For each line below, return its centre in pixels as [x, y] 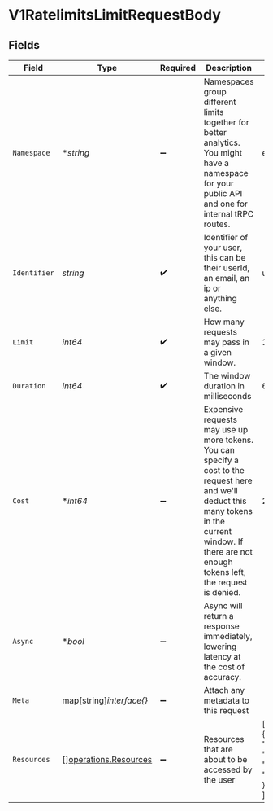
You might [223, 153]
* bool [74, 641]
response [221, 626]
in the [214, 521]
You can [219, 450]
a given [217, 352]
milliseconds [227, 396]
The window [227, 376]
